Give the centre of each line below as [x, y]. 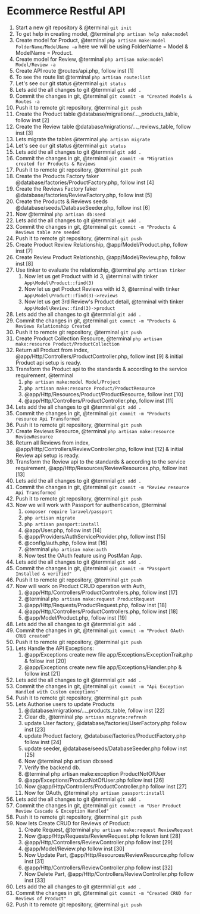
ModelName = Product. [44, 52]
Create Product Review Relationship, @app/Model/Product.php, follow [101, 244]
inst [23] [35, 729]
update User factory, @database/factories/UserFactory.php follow [105, 723]
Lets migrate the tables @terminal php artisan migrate [83, 139]
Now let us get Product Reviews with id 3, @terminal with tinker [102, 289]
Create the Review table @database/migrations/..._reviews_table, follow [103, 126]
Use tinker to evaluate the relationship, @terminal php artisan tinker [101, 270]
